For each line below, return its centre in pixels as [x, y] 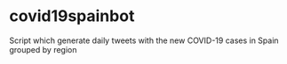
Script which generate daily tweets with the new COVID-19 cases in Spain [144, 40]
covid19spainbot [72, 16]
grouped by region [43, 49]
